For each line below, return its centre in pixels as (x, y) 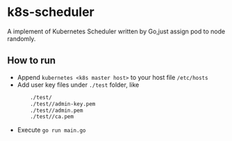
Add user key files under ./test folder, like (78, 85)
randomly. (22, 38)
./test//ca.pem (52, 117)
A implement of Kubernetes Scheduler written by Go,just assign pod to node (116, 31)
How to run (32, 61)
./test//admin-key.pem (63, 104)
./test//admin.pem (57, 110)
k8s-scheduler (51, 12)
